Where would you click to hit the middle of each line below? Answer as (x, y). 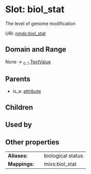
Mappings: (21, 164)
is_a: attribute (27, 91)
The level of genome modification (40, 23)
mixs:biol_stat (60, 164)
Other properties (32, 142)
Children (19, 107)
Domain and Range (36, 49)
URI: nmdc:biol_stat (25, 33)
